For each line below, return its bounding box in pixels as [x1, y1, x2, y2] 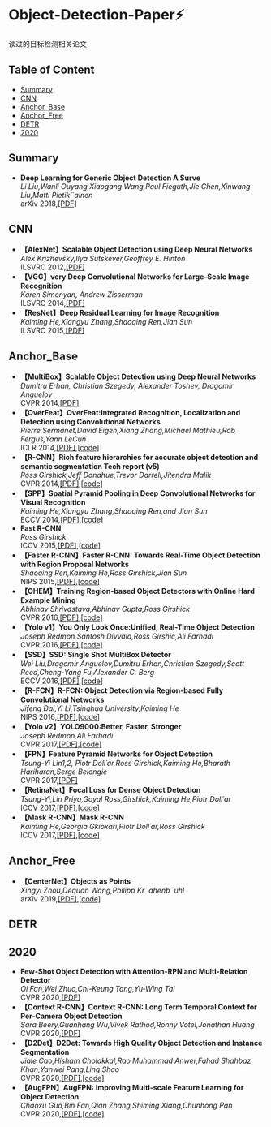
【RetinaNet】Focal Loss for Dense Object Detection [19, 785, 201, 795]
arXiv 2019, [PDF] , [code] [19, 894, 101, 904]
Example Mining [19, 596, 76, 605]
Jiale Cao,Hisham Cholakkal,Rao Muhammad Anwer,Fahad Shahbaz [19, 1056, 252, 1066]
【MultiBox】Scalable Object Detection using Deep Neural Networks [19, 372, 256, 381]
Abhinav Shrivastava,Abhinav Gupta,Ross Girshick [19, 604, 191, 614]
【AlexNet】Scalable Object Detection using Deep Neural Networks [19, 244, 253, 255]
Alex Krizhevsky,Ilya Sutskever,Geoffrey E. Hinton [19, 254, 186, 264]
